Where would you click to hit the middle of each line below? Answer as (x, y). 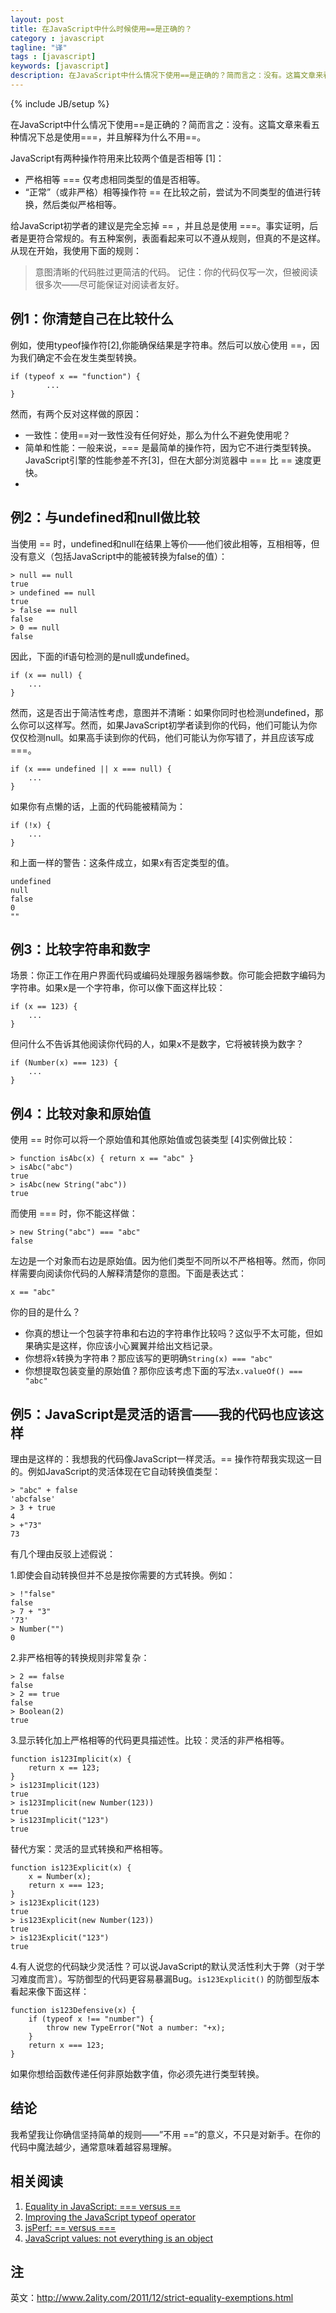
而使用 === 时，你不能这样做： (74, 1213)
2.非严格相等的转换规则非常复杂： (80, 1657)
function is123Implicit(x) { (71, 1759)
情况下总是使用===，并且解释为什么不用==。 (112, 137)
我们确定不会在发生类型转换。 (80, 357)
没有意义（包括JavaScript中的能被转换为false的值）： (119, 556)
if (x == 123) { (44, 1007)
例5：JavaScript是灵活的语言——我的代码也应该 (161, 1414)
